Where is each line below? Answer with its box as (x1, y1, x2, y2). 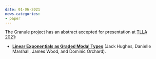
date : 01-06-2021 (5, 7, 40, 12)
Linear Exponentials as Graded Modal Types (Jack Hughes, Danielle (12, 44, 151, 49)
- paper (5, 16, 21, 21)
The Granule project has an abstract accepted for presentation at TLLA (5, 29, 148, 35)
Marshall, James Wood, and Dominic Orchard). (12, 48, 106, 54)
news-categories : (5, 12, 40, 16)
